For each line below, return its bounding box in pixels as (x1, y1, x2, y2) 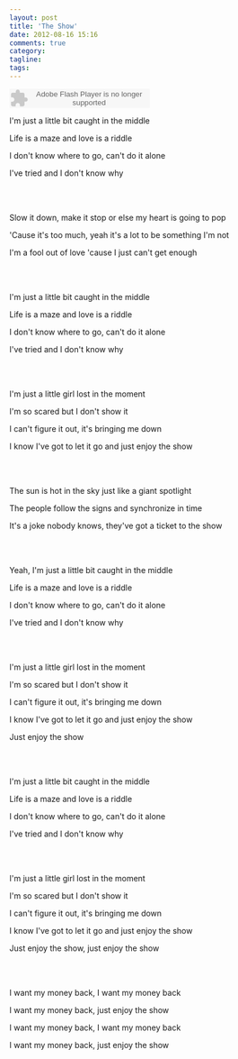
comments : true (9, 38, 66, 48)
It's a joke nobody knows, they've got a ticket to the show (9, 520, 223, 531)
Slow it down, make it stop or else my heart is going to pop (9, 212, 226, 223)
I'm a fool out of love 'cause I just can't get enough (9, 247, 198, 258)
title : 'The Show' (9, 22, 78, 31)
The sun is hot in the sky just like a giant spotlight (9, 485, 192, 496)
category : (9, 47, 47, 56)
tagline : (9, 55, 42, 64)
